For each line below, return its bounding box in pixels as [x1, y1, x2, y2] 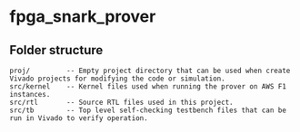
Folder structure [9, 42, 104, 58]
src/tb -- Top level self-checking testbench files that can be [9, 106, 286, 115]
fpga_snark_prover [9, 6, 156, 27]
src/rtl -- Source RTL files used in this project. [9, 98, 234, 107]
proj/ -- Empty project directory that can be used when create [9, 66, 291, 75]
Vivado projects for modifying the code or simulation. [9, 74, 225, 83]
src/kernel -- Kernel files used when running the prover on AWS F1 [9, 82, 286, 91]
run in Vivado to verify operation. [9, 114, 148, 123]
